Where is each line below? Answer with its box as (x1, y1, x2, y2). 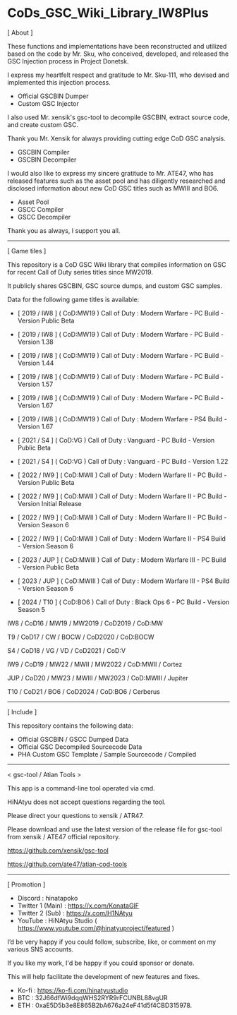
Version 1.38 (17, 337, 54, 346)
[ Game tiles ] (7, 246, 47, 255)
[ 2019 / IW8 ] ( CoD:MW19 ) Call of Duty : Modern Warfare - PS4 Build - (17, 414, 227, 423)
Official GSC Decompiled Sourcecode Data (17, 743, 142, 751)
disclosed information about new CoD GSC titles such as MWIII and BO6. (7, 184, 219, 192)
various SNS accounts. (7, 944, 74, 954)
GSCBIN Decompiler (17, 155, 77, 164)
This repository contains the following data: (7, 721, 133, 730)
